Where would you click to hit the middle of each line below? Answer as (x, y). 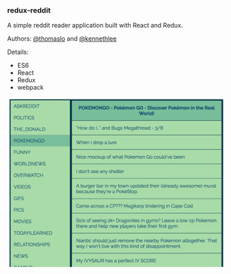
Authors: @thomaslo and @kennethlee (62, 39)
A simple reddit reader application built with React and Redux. (95, 26)
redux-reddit (29, 10)
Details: (18, 52)
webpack (30, 88)
